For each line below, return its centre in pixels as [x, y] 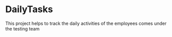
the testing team [23, 28]
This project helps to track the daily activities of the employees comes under [86, 23]
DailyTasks [29, 9]
